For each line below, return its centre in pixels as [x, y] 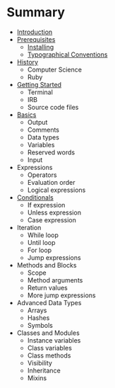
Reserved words [51, 152]
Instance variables [54, 340]
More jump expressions [61, 295]
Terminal [40, 92]
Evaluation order [51, 182]
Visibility [40, 363]
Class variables [49, 348]
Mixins [37, 378]
